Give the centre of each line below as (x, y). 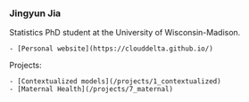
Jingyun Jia (35, 13)
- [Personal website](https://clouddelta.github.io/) (112, 49)
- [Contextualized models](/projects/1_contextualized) (115, 82)
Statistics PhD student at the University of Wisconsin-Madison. (125, 33)
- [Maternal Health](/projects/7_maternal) (91, 90)
